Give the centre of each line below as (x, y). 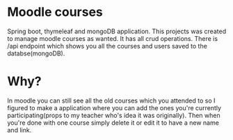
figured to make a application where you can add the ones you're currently (114, 107)
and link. (19, 130)
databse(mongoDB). (36, 53)
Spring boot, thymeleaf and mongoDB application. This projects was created (117, 31)
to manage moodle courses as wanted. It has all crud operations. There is (112, 38)
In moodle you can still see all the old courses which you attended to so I (111, 100)
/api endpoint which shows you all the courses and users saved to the (107, 46)
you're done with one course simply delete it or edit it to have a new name (113, 123)
